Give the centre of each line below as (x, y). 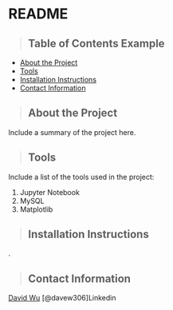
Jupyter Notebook (49, 192)
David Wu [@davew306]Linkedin (62, 298)
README (38, 14)
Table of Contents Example (96, 44)
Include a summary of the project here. (72, 132)
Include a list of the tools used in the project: (81, 177)
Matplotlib (36, 209)
